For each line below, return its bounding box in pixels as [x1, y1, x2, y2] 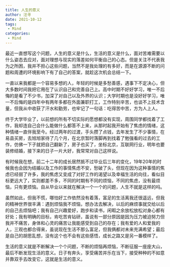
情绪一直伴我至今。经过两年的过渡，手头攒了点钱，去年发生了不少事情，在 [9, 129, 165, 135]
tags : [5, 21, 17, 27]
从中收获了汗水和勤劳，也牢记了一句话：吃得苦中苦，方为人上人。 [22, 105, 160, 111]
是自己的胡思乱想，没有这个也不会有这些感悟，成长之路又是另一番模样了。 [5, 233, 160, 239]
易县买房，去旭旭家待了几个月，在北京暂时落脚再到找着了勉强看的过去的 [5, 135, 156, 141]
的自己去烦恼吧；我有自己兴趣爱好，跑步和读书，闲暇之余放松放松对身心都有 [5, 207, 165, 213]
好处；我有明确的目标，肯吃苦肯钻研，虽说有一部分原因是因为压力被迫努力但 [5, 213, 165, 219]
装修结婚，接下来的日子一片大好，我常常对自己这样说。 [5, 147, 120, 154]
